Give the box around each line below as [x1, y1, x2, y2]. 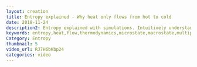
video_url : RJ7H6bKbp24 [6, 47, 64, 52]
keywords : [6, 30, 30, 36]
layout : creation [6, 8, 49, 15]
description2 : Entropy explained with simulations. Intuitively [6, 24, 167, 31]
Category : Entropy [6, 36, 51, 41]
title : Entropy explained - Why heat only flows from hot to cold [6, 14, 172, 20]
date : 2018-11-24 [6, 19, 49, 25]
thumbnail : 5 [6, 41, 38, 47]
